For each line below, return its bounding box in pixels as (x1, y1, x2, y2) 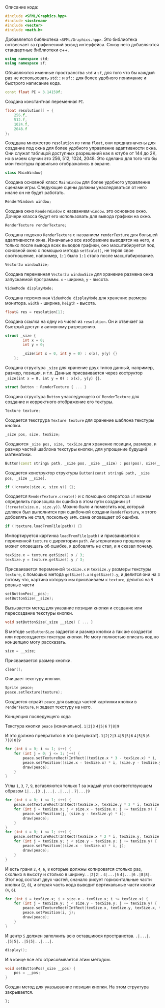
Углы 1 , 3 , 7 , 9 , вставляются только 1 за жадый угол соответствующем (5, 783, 152, 789)
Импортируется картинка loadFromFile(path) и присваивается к (5, 533, 140, 538)
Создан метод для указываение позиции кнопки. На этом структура (5, 984, 149, 990)
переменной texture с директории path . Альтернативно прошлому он (5, 538, 152, 544)
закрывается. (5, 989, 33, 995)
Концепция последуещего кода (5, 714, 71, 720)
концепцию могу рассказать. (5, 639, 67, 645)
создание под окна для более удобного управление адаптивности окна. (5, 145, 157, 151)
